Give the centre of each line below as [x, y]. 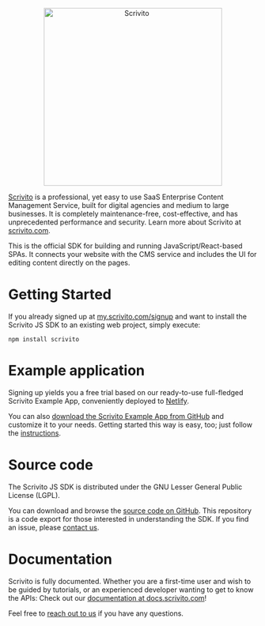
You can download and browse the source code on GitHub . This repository [130, 511]
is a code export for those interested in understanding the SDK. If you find [129, 519]
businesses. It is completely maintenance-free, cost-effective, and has [123, 214]
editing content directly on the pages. [69, 262]
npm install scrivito [44, 339]
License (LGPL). [34, 495]
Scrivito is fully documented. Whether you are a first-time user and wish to [130, 581]
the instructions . [35, 433]
